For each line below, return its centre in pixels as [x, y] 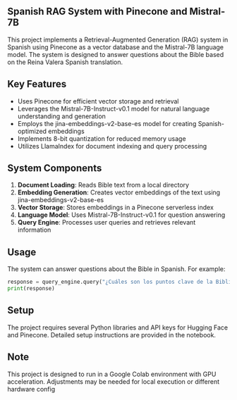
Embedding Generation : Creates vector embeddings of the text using [119, 192]
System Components [55, 168]
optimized [32, 131]
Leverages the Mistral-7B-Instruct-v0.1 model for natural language [114, 108]
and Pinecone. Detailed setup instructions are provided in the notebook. [112, 335]
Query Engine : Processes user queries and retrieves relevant [107, 223]
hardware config [31, 389]
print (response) [31, 289]
